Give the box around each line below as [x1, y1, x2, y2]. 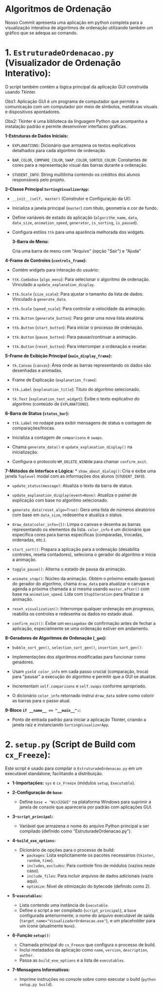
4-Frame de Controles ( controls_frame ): [5, 257, 87, 263]
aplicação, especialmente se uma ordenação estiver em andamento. [12, 625, 149, 631]
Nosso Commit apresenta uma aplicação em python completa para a [5, 19, 143, 25]
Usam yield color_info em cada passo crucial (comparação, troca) [12, 668, 149, 674]
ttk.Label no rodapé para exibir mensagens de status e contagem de [12, 420, 152, 426]
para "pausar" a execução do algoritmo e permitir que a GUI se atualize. [12, 674, 157, 680]
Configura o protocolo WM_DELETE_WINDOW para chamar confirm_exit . [12, 458, 148, 464]
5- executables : [12, 893, 43, 898]
